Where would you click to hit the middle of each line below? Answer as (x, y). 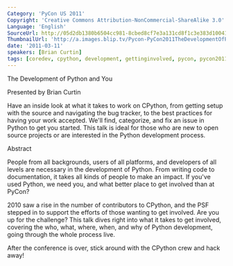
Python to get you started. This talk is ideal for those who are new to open (113, 127)
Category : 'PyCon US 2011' (46, 14)
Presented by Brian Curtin (44, 92)
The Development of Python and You (60, 78)
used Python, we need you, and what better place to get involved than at (111, 184)
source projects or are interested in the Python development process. (106, 135)
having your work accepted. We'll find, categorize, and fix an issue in (106, 120)
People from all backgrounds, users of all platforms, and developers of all (112, 162)
